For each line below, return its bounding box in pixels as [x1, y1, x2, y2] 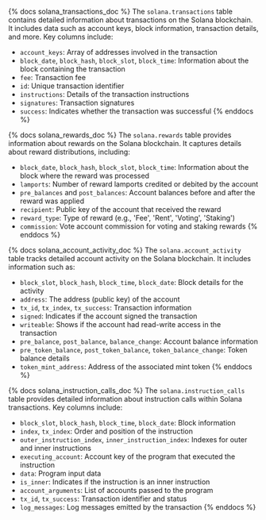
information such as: [8, 262, 75, 272]
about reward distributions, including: [8, 147, 131, 156]
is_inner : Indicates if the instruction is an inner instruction [19, 477, 210, 487]
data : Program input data [19, 468, 102, 478]
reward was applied [19, 196, 85, 206]
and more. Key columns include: [8, 32, 114, 41]
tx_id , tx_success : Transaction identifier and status [19, 494, 187, 503]
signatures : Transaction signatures [19, 98, 135, 107]
